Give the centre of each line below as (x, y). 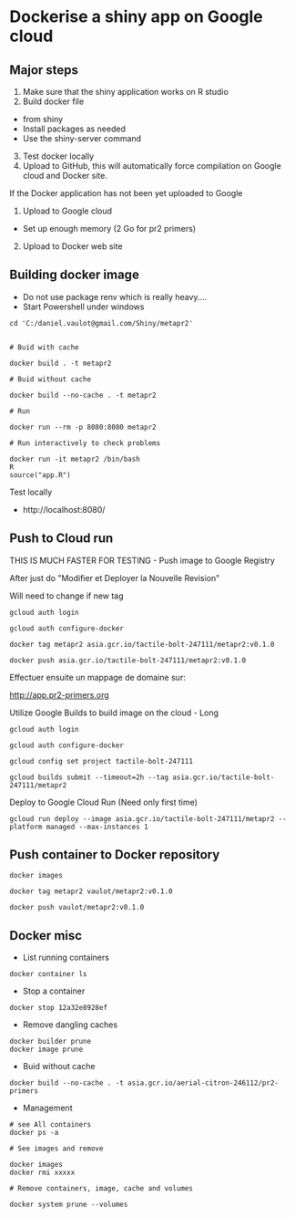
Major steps (44, 70)
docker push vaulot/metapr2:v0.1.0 (77, 908)
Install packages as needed (74, 129)
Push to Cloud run (61, 539)
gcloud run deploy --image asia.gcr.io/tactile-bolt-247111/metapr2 (142, 818)
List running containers (66, 958)
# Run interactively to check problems (85, 443)
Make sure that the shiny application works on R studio (126, 92)
